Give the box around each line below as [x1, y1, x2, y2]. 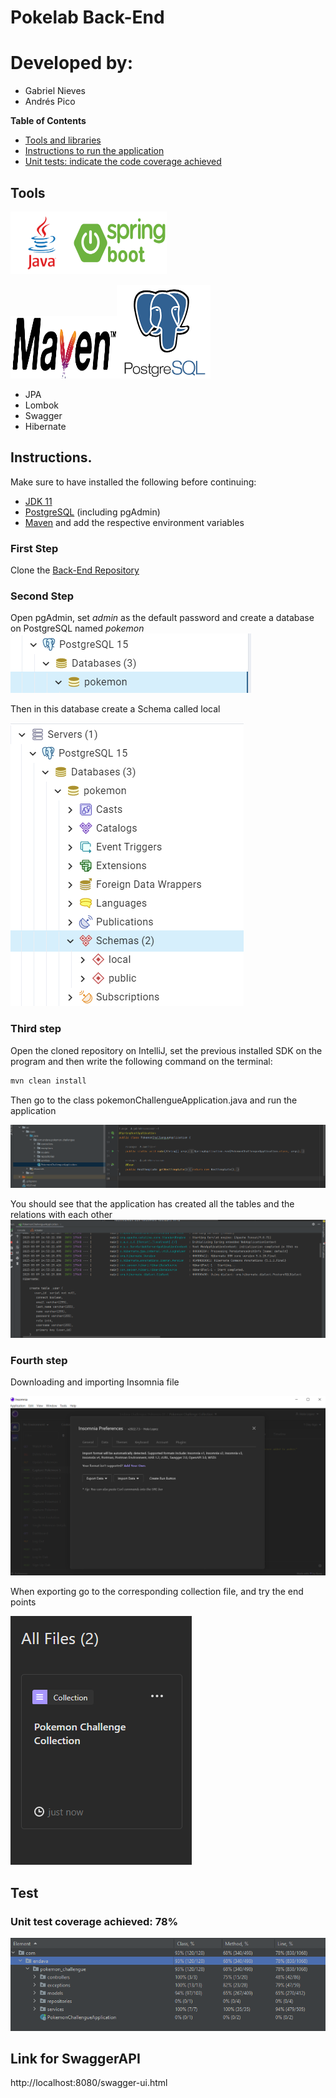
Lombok [24, 399, 60, 411]
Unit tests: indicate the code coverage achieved [24, 156, 222, 168]
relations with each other [10, 1209, 113, 1221]
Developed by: [10, 52, 134, 75]
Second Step [10, 589, 75, 603]
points [10, 1596, 37, 1608]
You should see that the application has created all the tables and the [10, 1198, 295, 1210]
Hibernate [24, 420, 67, 432]
